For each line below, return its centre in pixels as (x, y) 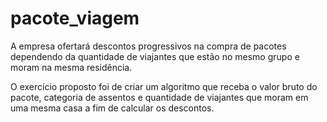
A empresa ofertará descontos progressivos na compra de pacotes (148, 46)
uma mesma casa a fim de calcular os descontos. (112, 108)
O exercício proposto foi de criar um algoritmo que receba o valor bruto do (164, 86)
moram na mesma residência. (71, 67)
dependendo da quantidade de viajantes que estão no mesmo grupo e (155, 56)
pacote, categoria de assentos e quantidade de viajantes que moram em (159, 97)
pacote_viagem (75, 18)
